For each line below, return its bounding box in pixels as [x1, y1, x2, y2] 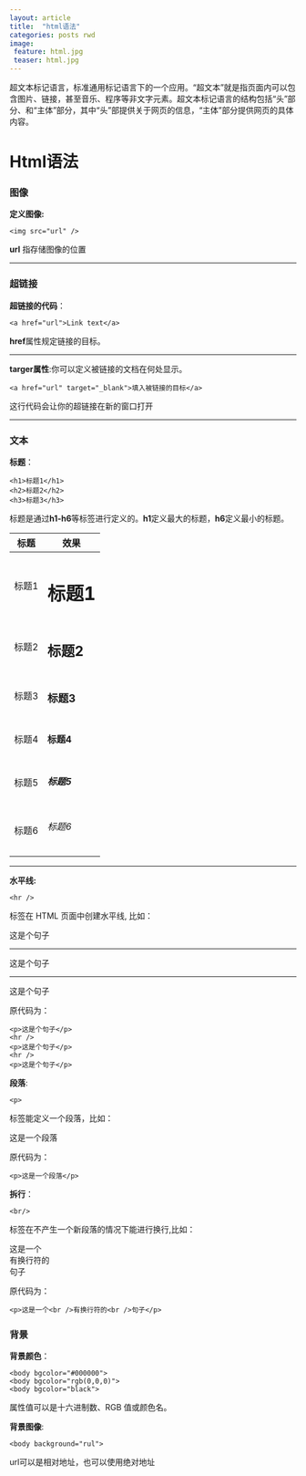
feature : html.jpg [13, 47, 84, 57]
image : [9, 38, 35, 48]
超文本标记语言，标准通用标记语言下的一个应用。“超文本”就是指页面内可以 [9, 82, 289, 92]
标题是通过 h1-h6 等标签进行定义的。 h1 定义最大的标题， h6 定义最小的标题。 [9, 513, 290, 525]
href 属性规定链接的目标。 [9, 335, 106, 347]
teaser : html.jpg [13, 56, 79, 65]
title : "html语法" [9, 22, 81, 31]
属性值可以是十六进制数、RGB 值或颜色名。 [9, 1402, 172, 1413]
